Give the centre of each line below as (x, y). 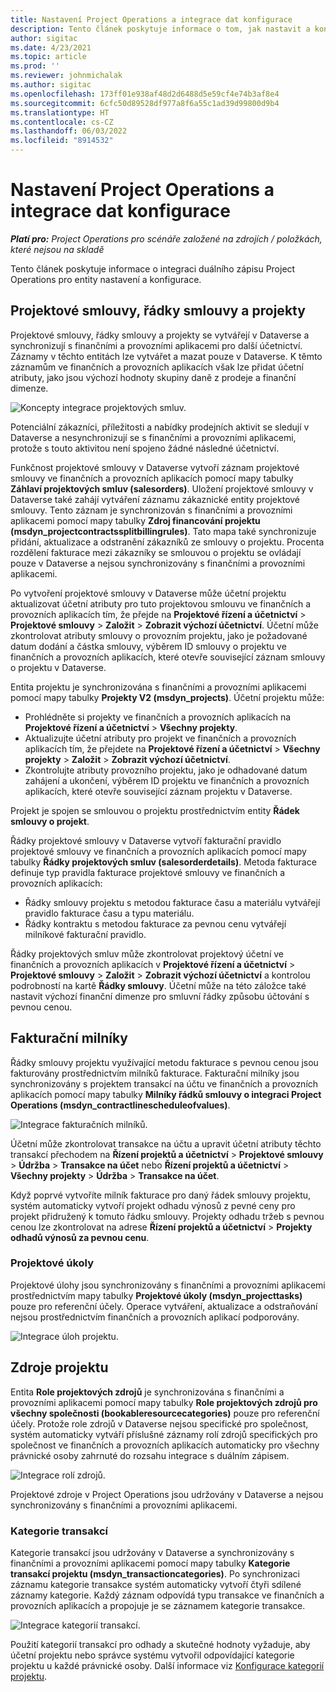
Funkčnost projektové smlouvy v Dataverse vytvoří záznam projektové (155, 467)
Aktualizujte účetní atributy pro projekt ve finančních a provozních (160, 738)
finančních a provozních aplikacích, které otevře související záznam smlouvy (168, 657)
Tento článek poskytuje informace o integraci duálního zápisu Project (153, 268)
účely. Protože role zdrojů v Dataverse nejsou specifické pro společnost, (159, 1423)
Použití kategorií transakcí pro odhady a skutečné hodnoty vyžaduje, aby (160, 1644)
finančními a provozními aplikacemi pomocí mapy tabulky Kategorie (150, 1563)
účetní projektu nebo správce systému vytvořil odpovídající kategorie (152, 1655)
